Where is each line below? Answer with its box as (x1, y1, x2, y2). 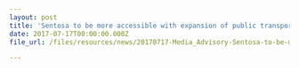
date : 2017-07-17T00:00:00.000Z (9, 29, 129, 38)
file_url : (9, 37, 46, 47)
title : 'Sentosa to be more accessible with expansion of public (9, 21, 256, 30)
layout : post (9, 12, 58, 22)
